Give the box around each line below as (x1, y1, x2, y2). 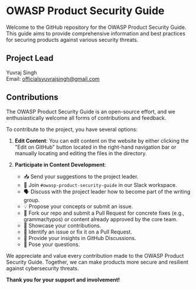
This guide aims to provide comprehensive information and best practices (6, 29, 186, 37)
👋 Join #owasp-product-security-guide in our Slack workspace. (23, 181, 177, 188)
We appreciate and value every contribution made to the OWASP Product (6, 252, 184, 259)
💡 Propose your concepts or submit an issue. (23, 202, 133, 210)
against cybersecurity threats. (6, 264, 79, 272)
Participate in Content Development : (14, 161, 106, 168)
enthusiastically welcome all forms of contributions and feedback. (6, 114, 166, 121)
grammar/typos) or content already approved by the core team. (23, 215, 178, 222)
